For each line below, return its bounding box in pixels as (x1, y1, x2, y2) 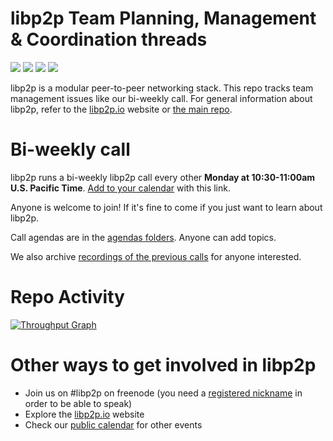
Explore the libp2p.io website (24, 408, 145, 420)
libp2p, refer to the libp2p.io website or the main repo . (10, 103, 233, 115)
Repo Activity (10, 286, 125, 309)
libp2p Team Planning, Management (10, 7, 317, 30)
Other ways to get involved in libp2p (10, 354, 317, 376)
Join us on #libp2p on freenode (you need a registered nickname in (24, 387, 303, 399)
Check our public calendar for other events (24, 418, 203, 431)
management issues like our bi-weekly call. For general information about (10, 92, 313, 104)
